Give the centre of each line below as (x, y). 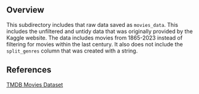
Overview (25, 10)
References (29, 70)
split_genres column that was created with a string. (72, 51)
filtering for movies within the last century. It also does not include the (95, 44)
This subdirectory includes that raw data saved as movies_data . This (92, 24)
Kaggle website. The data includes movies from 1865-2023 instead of (95, 38)
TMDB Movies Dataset (35, 84)
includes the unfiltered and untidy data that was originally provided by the (100, 31)
